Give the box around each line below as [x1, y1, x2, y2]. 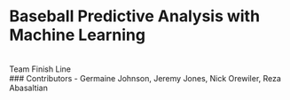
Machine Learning [9, 25, 146, 45]
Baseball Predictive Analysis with [9, 6, 260, 27]
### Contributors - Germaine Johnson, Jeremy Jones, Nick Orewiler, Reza [9, 73, 282, 83]
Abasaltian [9, 82, 49, 93]
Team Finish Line [9, 64, 71, 74]
